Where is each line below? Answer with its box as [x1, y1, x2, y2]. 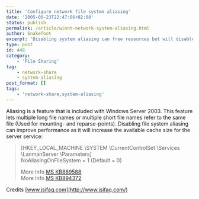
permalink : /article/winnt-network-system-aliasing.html [6, 25, 150, 31]
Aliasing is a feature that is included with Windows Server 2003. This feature [6, 107, 193, 114]
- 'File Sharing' [17, 58, 60, 64]
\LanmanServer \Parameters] [20, 150, 92, 158]
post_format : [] [6, 81, 46, 86]
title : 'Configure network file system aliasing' [6, 8, 131, 15]
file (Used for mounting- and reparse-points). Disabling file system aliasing [6, 120, 189, 127]
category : [6, 53, 31, 59]
